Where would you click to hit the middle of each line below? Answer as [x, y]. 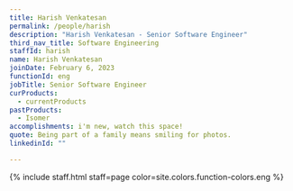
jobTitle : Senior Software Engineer [78, 85]
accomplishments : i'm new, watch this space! [96, 127]
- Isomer [34, 118]
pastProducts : [36, 110]
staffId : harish [40, 51]
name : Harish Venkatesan [56, 59]
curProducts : [34, 93]
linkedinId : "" [38, 143]
